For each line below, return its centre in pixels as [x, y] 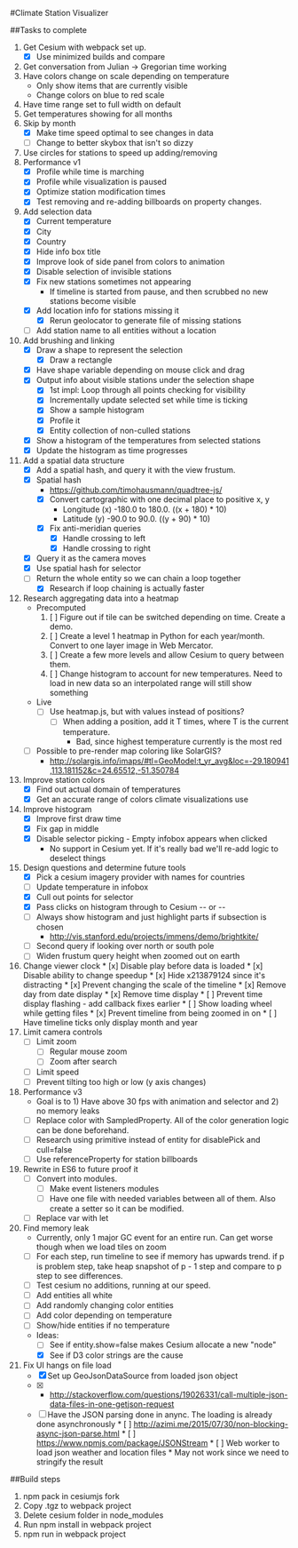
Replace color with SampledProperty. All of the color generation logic [162, 1120]
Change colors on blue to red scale [100, 95]
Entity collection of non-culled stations [120, 430]
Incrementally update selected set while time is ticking [149, 400]
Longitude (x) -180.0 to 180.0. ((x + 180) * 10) [145, 509]
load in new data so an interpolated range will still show [150, 683]
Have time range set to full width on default [102, 105]
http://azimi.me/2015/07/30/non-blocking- [211, 1424]
